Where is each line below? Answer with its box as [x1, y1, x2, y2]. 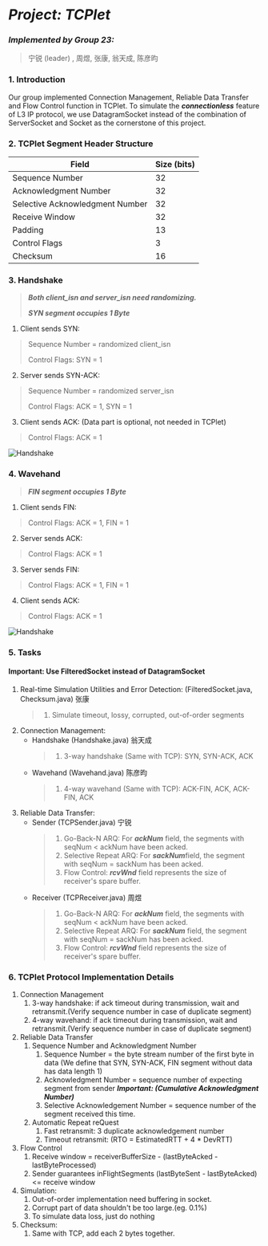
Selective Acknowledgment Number [12, 198, 148, 210]
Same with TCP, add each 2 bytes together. [31, 1228, 175, 1238]
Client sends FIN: [19, 502, 78, 511]
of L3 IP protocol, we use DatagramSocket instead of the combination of [8, 109, 246, 119]
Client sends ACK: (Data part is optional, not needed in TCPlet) [19, 417, 226, 427]
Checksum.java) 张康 [19, 694, 90, 703]
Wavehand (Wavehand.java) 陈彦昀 [31, 768, 148, 777]
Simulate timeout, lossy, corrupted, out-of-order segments [51, 710, 245, 719]
